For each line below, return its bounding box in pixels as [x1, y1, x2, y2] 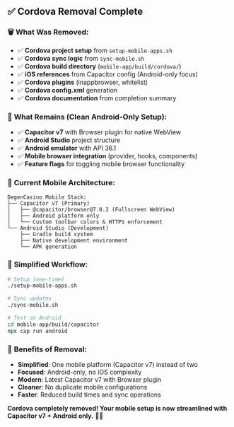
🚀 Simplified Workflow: [7, 259, 88, 269]
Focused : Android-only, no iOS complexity [17, 368, 142, 376]
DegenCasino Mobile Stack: [7, 194, 87, 201]
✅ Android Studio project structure [17, 136, 121, 144]
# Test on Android [7, 315, 62, 322]
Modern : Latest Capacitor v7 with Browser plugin [17, 375, 161, 384]
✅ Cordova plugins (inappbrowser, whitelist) [17, 78, 148, 86]
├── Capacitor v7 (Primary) [7, 200, 90, 207]
